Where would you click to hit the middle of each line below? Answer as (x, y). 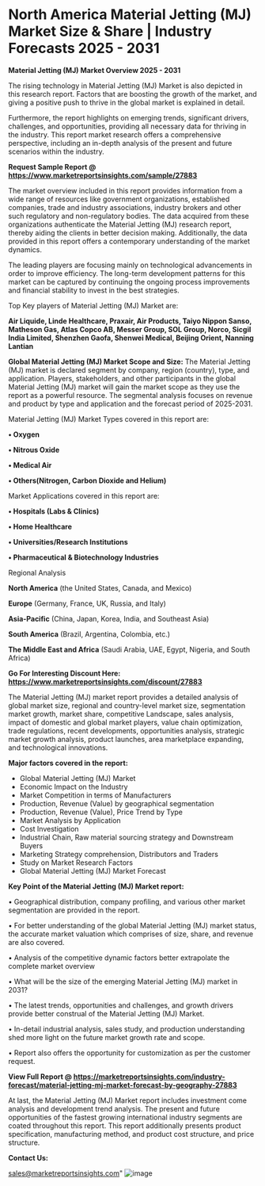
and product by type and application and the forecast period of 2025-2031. (131, 404)
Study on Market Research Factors (76, 863)
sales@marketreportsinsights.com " (66, 1173)
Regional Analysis (37, 572)
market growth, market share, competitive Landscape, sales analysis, (121, 714)
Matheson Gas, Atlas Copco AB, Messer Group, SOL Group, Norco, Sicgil (130, 329)
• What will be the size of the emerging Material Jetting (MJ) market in (123, 981)
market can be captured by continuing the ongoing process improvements (129, 281)
